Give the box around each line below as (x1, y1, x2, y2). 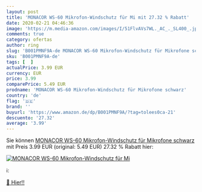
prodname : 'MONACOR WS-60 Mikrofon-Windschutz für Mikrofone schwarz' (6, 87, 187, 93)
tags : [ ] (6, 59, 34, 65)
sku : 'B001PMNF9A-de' (6, 53, 61, 59)
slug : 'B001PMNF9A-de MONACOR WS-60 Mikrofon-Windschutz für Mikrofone (6, 48, 189, 54)
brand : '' (6, 103, 31, 110)
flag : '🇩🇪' (6, 98, 36, 104)
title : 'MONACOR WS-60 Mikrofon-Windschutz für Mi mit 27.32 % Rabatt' (6, 14, 189, 20)
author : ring (6, 43, 39, 49)
